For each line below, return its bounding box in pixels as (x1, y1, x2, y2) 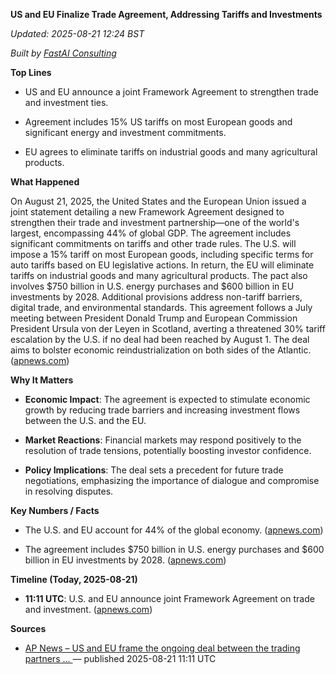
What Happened (10, 176, 80, 188)
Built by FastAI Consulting (10, 47, 117, 59)
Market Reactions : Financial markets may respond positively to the (24, 434, 302, 446)
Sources (10, 623, 47, 634)
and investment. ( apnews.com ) (24, 604, 153, 615)
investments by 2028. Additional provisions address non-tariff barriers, (10, 291, 303, 303)
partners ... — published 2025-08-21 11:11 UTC (24, 653, 217, 664)
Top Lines (10, 67, 52, 78)
